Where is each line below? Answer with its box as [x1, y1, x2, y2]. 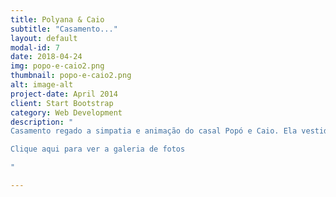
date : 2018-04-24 [10, 52, 83, 62]
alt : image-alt [10, 80, 74, 90]
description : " [10, 117, 74, 127]
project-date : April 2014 [10, 89, 118, 99]
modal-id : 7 [10, 42, 60, 53]
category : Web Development [10, 107, 123, 118]
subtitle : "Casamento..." [10, 24, 118, 34]
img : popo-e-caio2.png [10, 61, 105, 71]
